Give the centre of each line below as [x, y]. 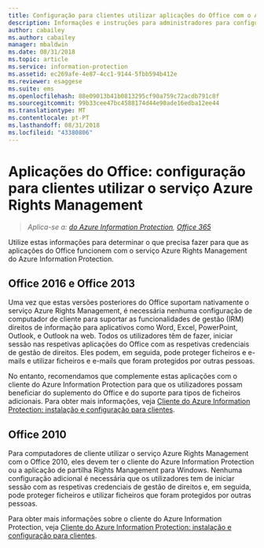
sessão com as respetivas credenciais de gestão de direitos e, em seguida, [130, 487]
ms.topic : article [38, 60]
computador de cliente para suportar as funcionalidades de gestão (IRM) [126, 319]
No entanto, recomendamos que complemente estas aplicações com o [123, 376]
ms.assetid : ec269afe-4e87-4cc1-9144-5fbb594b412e [93, 74]
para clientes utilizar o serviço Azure [131, 188]
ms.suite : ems [31, 89]
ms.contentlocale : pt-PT [49, 118]
